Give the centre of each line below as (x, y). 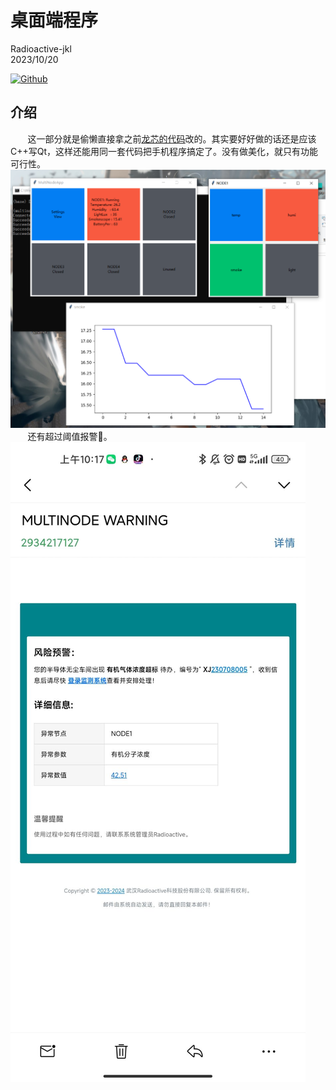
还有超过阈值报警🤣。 (70, 437)
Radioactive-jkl (41, 48)
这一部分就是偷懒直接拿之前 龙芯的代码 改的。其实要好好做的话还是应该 (172, 138)
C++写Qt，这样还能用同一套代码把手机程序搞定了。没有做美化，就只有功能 (164, 151)
